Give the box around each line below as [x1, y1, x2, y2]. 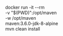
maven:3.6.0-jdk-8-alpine [5, 20, 58, 26]
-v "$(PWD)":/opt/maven [5, 10, 57, 16]
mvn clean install [5, 26, 40, 32]
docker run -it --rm [5, 5, 45, 10]
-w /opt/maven [5, 15, 36, 21]
